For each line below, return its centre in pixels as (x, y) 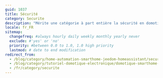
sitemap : (14, 32)
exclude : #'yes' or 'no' (34, 41)
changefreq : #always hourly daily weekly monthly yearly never (74, 37)
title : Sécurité (21, 14)
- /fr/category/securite (34, 68)
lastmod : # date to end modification (48, 50)
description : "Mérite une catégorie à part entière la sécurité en (75, 23)
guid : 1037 (16, 9)
